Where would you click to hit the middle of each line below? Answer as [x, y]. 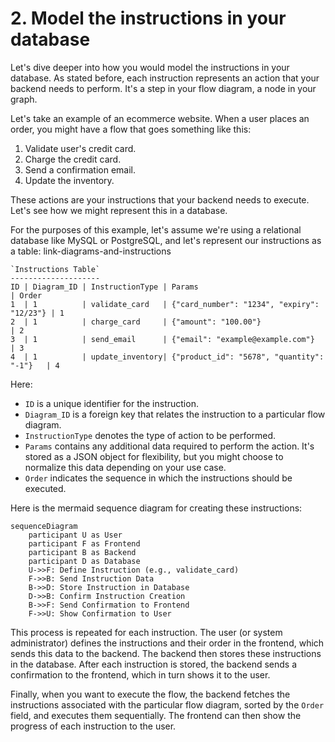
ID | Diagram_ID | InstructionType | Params [104, 287]
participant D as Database [84, 561]
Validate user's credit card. [80, 148]
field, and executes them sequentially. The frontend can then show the [156, 715]
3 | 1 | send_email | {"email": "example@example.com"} [162, 339]
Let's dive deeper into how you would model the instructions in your [150, 67]
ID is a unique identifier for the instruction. [111, 403]
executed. [45, 488]
